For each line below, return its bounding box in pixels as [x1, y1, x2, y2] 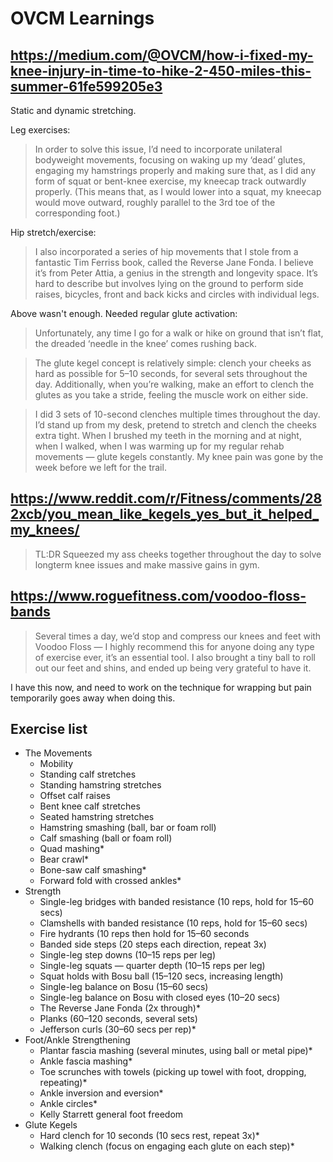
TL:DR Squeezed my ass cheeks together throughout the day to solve [34, 548, 322, 560]
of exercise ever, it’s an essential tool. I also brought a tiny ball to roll [34, 651, 316, 663]
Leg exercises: [10, 124, 71, 136]
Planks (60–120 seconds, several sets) [39, 1013, 198, 1025]
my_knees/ [10, 522, 80, 539]
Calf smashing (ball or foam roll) [39, 832, 173, 844]
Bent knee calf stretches [39, 800, 141, 812]
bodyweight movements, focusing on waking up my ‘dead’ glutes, [34, 154, 306, 166]
